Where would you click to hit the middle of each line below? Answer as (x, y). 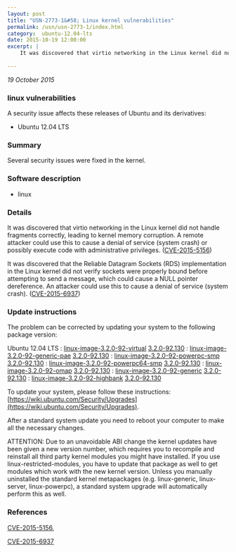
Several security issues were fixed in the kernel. (77, 161)
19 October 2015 (31, 80)
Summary (25, 145)
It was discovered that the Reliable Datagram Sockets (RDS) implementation (117, 263)
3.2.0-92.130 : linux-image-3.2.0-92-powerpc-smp (146, 356)
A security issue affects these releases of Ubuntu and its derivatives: (107, 113)
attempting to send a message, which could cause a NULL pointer (103, 278)
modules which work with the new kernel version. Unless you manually (110, 472)
